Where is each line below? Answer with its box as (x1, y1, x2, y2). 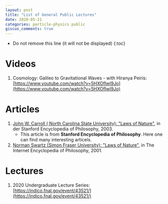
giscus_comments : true (5, 26, 53, 32)
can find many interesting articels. (20, 137, 92, 142)
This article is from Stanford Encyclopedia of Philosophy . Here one (20, 131, 163, 137)
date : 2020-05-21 (5, 17, 42, 22)
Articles (5, 104, 40, 115)
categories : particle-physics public (5, 21, 86, 27)
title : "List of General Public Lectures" (5, 12, 97, 17)
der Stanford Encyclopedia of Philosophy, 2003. (12, 126, 114, 132)
